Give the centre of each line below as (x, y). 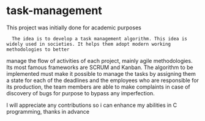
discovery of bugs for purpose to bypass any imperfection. (80, 93)
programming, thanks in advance (48, 111)
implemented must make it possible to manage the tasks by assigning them (101, 73)
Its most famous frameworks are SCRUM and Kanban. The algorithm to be (100, 67)
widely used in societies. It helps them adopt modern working (89, 44)
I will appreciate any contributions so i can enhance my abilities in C (92, 105)
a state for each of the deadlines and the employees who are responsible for (102, 80)
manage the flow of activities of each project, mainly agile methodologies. (99, 61)
